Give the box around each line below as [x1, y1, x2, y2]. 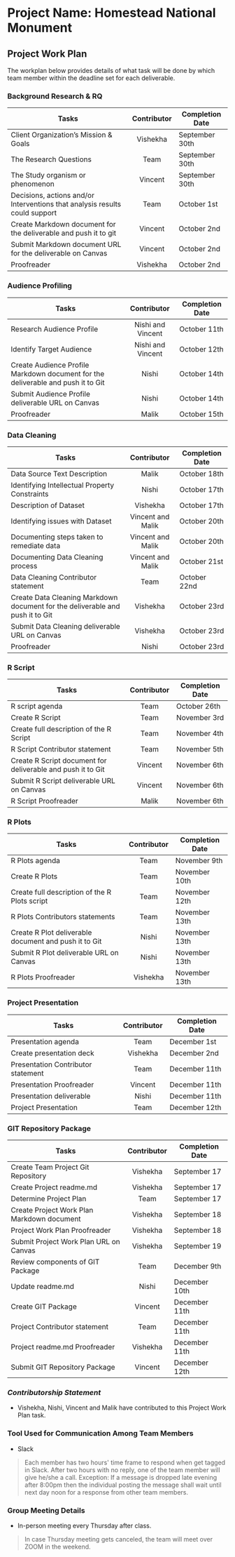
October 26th [176, 702, 221, 711]
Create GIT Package [10, 1302, 77, 1311]
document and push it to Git [10, 937, 102, 947]
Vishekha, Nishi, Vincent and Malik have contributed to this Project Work [17, 1403, 227, 1412]
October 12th [179, 344, 224, 354]
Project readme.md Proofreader [10, 1342, 115, 1352]
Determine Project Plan [10, 1194, 87, 1204]
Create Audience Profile [10, 360, 90, 370]
